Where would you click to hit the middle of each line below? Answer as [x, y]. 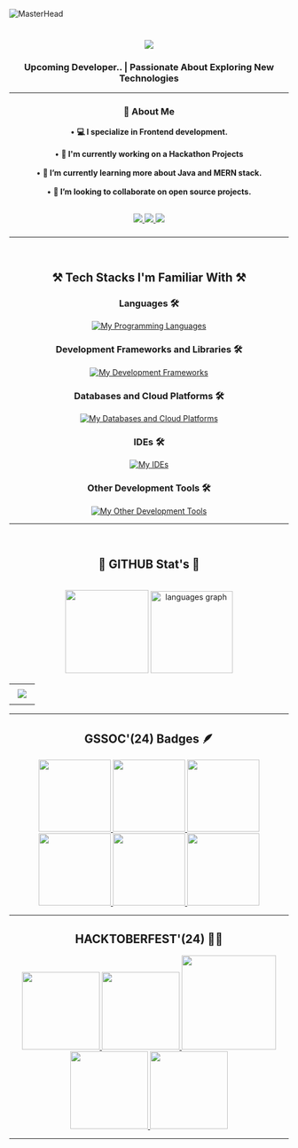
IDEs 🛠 [149, 442]
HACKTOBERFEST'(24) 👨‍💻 [149, 939]
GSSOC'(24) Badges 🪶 [149, 739]
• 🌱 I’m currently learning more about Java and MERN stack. [149, 172]
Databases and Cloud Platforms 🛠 [149, 396]
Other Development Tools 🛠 [149, 488]
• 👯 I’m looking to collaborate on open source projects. [149, 192]
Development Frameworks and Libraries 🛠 [149, 350]
